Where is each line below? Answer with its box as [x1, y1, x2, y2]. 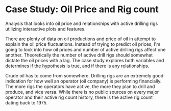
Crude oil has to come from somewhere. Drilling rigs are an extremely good [5, 72, 164, 78]
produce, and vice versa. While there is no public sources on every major [5, 89, 159, 95]
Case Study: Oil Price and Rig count [5, 4, 159, 15]
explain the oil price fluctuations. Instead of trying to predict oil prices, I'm [5, 41, 161, 47]
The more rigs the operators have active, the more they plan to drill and [5, 83, 155, 90]
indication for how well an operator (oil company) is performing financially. [5, 78, 162, 84]
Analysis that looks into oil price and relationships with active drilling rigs [5, 20, 158, 26]
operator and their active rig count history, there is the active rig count [5, 94, 153, 100]
